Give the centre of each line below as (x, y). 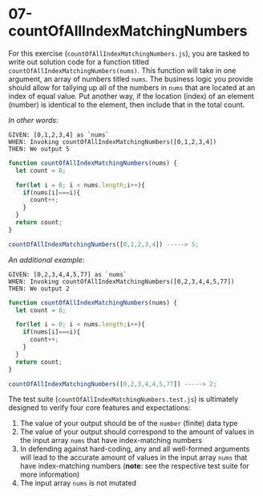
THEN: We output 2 (39, 289)
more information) (50, 474)
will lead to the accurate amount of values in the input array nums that (134, 457)
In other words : (33, 120)
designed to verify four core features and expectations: (99, 408)
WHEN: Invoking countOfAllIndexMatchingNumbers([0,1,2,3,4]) (113, 141)
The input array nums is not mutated (78, 483)
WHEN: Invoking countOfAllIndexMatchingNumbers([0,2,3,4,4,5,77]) (121, 281)
